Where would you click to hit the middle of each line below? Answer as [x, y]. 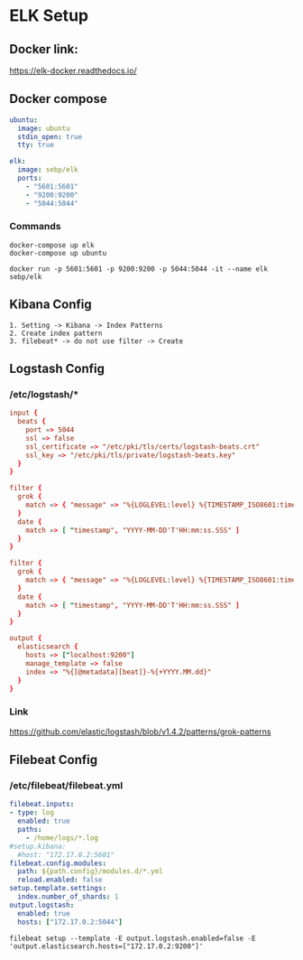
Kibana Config [50, 305]
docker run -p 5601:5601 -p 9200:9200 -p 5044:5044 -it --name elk [139, 269]
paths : [30, 830]
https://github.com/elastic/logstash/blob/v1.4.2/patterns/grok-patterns [140, 732]
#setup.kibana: [38, 846]
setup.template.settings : [58, 889]
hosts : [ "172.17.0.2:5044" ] [70, 922]
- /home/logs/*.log [62, 838]
